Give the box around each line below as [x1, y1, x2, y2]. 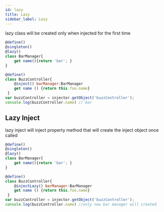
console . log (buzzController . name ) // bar [5, 100, 92, 105]
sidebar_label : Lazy [5, 16, 48, 21]
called [5, 132, 18, 138]
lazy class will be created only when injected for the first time [5, 30, 131, 36]
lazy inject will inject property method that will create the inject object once [5, 127, 159, 133]
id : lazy [5, 7, 23, 12]
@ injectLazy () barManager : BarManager [14, 183, 92, 189]
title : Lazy [5, 12, 30, 17]
